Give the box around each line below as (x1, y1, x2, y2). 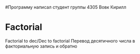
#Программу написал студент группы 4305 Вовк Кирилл (5, 4, 127, 10)
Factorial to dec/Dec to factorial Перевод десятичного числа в (5, 38, 136, 44)
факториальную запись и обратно (5, 43, 78, 49)
